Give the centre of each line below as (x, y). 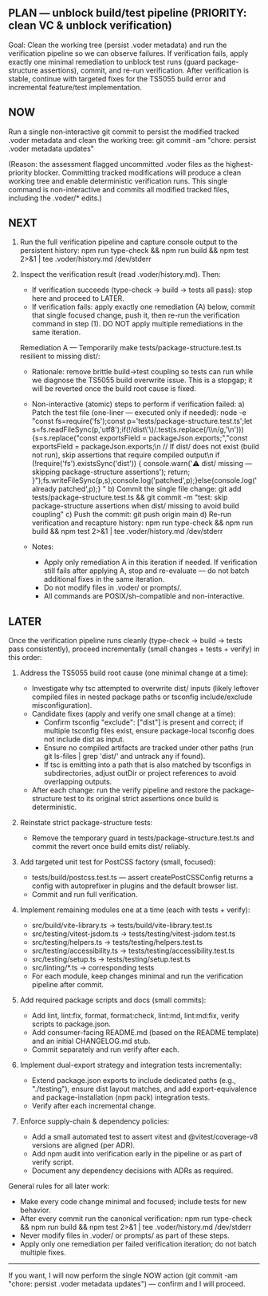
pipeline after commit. (67, 985)
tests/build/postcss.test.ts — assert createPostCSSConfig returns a (142, 878)
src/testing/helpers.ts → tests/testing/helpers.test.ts (117, 942)
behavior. (35, 1210)
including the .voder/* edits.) (55, 198)
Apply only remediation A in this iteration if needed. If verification (150, 563)
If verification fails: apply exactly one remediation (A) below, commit (143, 307)
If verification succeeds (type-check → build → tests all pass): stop (142, 290)
